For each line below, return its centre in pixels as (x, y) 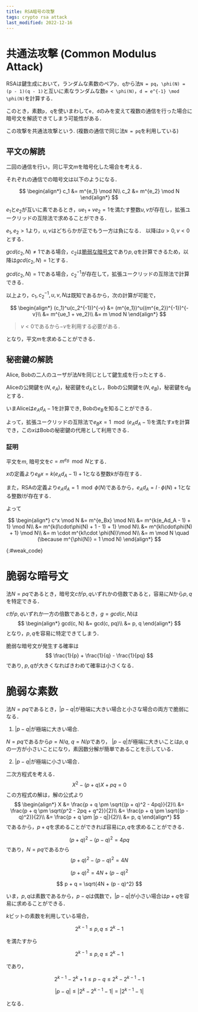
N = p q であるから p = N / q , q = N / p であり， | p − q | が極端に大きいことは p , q (97, 741)
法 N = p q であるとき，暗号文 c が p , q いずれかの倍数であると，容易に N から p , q (99, 593)
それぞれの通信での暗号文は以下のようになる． (63, 179)
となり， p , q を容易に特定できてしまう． (54, 633)
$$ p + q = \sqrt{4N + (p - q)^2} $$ (99, 884)
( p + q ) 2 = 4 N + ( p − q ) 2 (99, 872)
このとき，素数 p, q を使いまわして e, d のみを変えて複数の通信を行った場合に (99, 111)
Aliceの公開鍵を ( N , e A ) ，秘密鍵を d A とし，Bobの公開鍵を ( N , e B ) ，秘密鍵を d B (98, 388)
